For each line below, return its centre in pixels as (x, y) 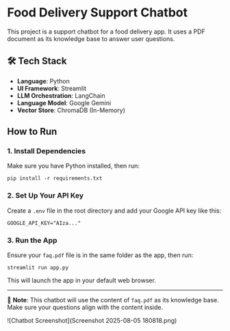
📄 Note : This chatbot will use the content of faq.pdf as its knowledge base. (113, 300)
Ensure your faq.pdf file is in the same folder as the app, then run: (100, 255)
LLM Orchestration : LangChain (61, 95)
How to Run (32, 132)
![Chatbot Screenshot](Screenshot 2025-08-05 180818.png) (92, 321)
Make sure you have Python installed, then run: (74, 166)
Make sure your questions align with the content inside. (85, 307)
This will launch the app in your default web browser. (81, 280)
